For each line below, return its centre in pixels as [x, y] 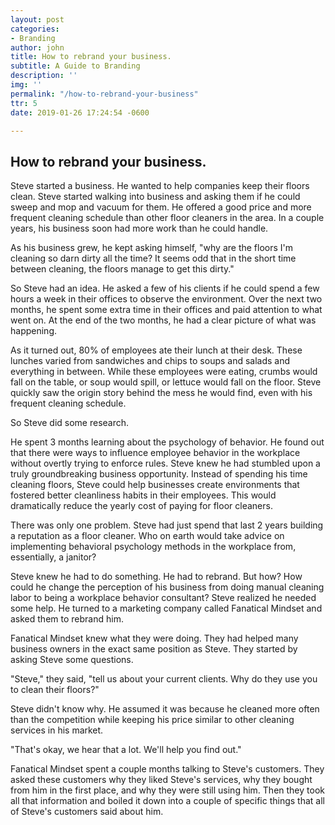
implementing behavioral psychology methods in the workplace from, [153, 547]
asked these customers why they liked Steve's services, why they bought [161, 780]
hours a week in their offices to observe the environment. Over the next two [166, 299]
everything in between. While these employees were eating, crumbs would [164, 372]
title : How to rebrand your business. [91, 57]
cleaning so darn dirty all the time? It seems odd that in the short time [153, 258]
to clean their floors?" [55, 690]
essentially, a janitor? [53, 557]
